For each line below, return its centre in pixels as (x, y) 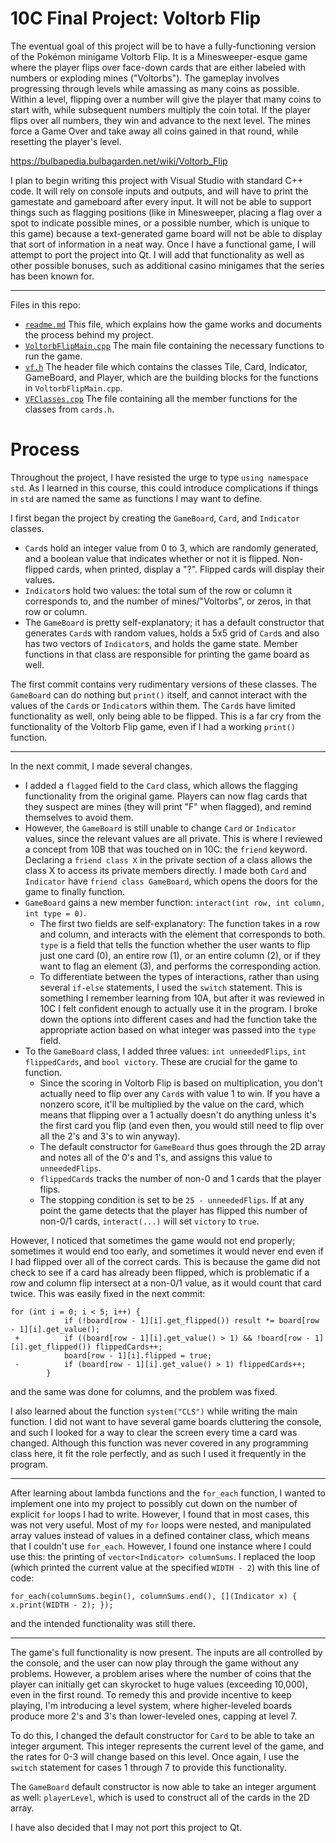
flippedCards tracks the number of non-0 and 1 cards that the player (180, 1178)
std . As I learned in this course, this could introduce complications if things (164, 488)
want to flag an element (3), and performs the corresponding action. (180, 966)
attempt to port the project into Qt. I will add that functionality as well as (157, 254)
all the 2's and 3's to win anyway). (110, 1136)
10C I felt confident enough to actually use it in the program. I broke (178, 1008)
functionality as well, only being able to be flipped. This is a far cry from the (166, 716)
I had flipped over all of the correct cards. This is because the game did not (165, 1261)
